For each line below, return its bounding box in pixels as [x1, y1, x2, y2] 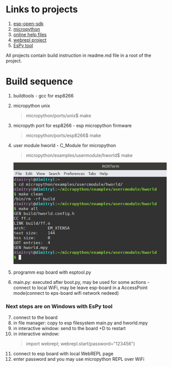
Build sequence [6, 76, 73, 88]
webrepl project [13, 37, 46, 43]
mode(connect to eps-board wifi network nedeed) [13, 290, 119, 296]
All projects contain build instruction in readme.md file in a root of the [6, 52, 152, 58]
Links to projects [6, 4, 78, 15]
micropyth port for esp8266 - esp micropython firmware [13, 122, 132, 129]
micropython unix [13, 103, 51, 109]
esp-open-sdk [13, 21, 44, 27]
